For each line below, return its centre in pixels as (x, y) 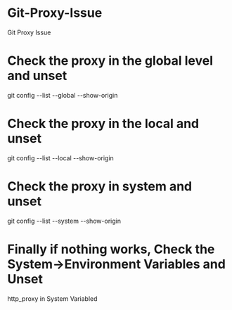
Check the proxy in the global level (110, 61)
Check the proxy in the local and (103, 124)
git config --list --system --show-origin (64, 221)
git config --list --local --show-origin (60, 158)
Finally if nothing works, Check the (111, 249)
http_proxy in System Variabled (52, 298)
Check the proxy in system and (99, 186)
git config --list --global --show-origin (63, 95)
